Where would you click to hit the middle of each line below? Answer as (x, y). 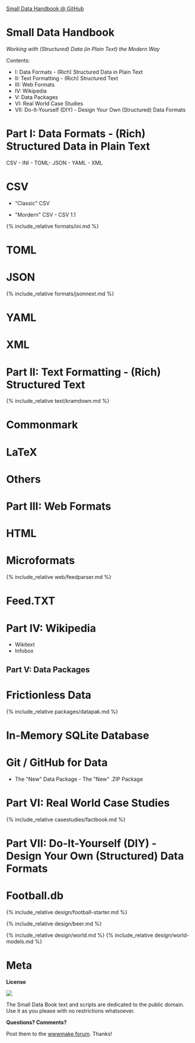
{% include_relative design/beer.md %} (54, 923)
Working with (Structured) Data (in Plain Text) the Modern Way (83, 49)
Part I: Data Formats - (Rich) (76, 134)
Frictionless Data (49, 695)
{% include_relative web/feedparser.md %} (59, 577)
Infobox (24, 651)
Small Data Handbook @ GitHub (45, 9)
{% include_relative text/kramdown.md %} (58, 401)
